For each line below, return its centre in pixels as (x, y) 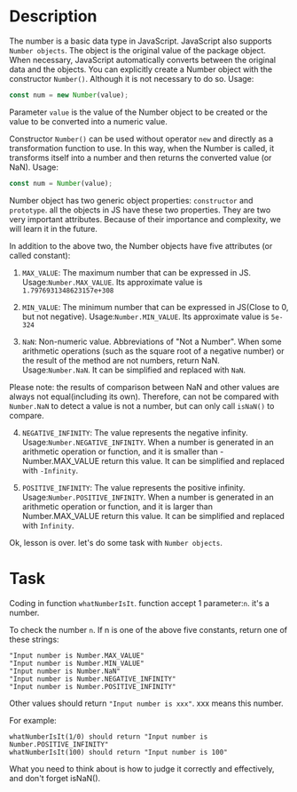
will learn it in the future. (53, 228)
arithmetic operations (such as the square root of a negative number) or (153, 351)
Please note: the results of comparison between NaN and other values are (145, 387)
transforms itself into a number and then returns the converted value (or (141, 157)
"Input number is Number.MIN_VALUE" (77, 663)
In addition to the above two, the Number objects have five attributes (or (141, 245)
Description (53, 16)
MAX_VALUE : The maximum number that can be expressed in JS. (136, 272)
